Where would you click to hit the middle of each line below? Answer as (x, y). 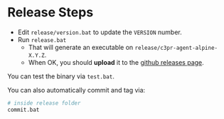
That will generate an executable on (81, 47)
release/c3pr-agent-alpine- (176, 48)
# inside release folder (44, 103)
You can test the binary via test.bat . (61, 76)
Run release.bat (42, 39)
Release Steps (50, 12)
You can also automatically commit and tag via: (76, 90)
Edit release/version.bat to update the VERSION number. (100, 32)
